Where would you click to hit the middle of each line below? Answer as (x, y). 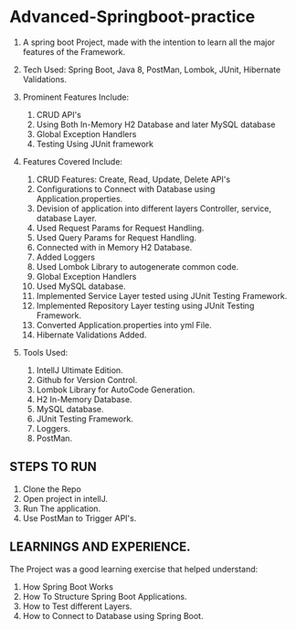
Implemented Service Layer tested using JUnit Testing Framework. (162, 295)
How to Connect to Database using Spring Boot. (113, 615)
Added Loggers (66, 257)
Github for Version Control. (87, 379)
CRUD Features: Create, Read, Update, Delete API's (133, 179)
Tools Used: (45, 352)
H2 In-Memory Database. (84, 399)
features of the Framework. (74, 51)
